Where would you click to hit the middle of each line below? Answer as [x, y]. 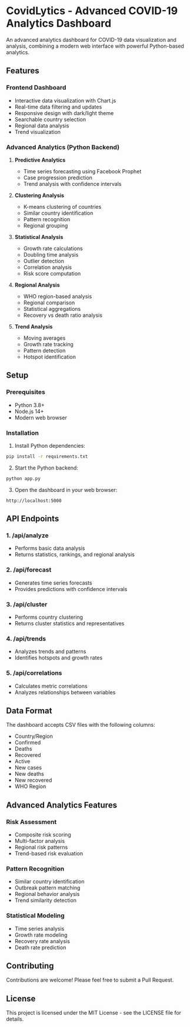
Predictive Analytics [40, 160]
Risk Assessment [31, 822]
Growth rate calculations [53, 248]
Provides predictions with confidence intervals [71, 589]
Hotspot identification [50, 357]
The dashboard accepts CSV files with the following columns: [81, 725]
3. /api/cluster [27, 604]
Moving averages [44, 338]
